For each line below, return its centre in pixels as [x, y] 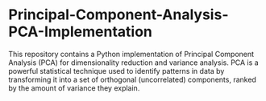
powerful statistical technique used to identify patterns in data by [116, 71]
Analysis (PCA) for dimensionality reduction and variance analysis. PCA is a [134, 63]
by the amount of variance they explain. [74, 88]
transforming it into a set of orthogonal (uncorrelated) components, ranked [132, 79]
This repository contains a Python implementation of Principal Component [131, 54]
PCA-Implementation [81, 32]
